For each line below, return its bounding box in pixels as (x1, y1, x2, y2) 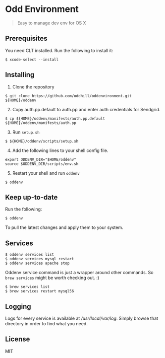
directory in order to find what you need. (5, 321, 88, 326)
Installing (5, 71, 35, 79)
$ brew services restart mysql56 (5, 289, 74, 294)
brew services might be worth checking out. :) (5, 275, 100, 281)
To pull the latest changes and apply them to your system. (5, 224, 123, 230)
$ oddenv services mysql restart (5, 257, 74, 262)
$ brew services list (5, 285, 50, 289)
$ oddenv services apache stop (5, 261, 70, 266)
